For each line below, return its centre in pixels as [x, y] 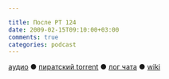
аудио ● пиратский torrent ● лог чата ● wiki [84, 67]
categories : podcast [43, 44]
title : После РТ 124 [43, 22]
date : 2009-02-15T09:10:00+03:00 [64, 30]
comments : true [33, 37]
